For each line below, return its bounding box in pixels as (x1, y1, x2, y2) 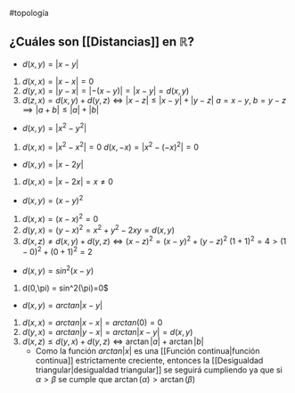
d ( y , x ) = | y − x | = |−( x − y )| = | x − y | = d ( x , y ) (21, 85, 190, 96)
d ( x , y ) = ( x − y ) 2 (21, 193, 84, 206)
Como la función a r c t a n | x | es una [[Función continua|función (35, 346, 260, 356)
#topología (9, 8, 49, 18)
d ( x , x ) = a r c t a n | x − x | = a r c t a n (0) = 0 (21, 317, 163, 328)
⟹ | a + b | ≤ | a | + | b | (21, 104, 100, 115)
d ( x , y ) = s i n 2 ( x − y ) (21, 264, 94, 276)
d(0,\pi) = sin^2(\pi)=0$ (21, 282, 109, 293)
